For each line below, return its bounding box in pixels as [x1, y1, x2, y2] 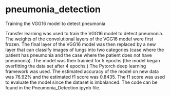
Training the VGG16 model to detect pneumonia [5, 20, 106, 27]
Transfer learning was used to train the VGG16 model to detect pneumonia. [5, 30, 163, 36]
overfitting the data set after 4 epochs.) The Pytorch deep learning [5, 63, 146, 69]
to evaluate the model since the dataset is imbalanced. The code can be [5, 79, 158, 85]
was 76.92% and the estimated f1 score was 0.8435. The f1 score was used [5, 74, 165, 80]
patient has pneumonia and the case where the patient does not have [5, 52, 153, 58]
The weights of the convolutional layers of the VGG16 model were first [5, 36, 154, 42]
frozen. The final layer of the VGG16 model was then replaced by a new [5, 41, 156, 47]
